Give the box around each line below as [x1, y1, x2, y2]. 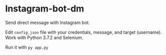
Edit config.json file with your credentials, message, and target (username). [5, 29, 162, 35]
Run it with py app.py [5, 44, 48, 50]
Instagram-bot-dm [5, 3, 84, 14]
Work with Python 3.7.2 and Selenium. [5, 34, 83, 40]
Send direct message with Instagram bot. [5, 19, 90, 25]
